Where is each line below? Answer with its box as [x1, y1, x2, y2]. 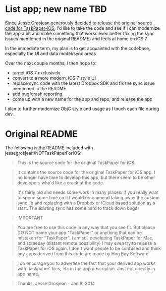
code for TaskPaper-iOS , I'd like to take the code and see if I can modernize [5, 25, 160, 31]
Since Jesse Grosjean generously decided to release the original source [5, 20, 152, 26]
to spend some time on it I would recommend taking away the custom [17, 194, 160, 200]
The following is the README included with [5, 145, 93, 151]
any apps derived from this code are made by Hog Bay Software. [17, 250, 150, 256]
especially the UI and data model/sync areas [5, 51, 96, 57]
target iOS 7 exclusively [12, 69, 61, 75]
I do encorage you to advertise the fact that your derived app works [17, 260, 156, 266]
